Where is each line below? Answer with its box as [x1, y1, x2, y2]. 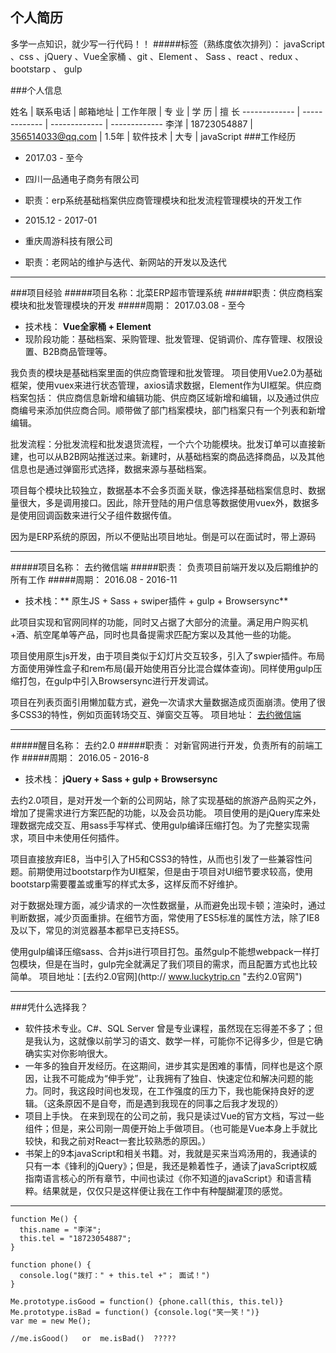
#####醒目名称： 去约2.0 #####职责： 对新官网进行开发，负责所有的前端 [10, 739, 315, 751]
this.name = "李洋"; [19, 1224, 102, 1235]
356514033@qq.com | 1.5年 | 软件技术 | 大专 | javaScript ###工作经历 [10, 130, 297, 142]
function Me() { [10, 1214, 78, 1224]
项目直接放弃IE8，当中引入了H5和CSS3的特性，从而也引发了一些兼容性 [10, 853, 304, 865]
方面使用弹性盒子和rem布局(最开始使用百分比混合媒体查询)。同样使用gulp [10, 662, 314, 674]
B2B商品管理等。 [42, 345, 113, 357]
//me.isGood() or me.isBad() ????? [10, 1333, 177, 1343]
